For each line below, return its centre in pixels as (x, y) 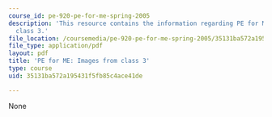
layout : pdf (28, 53)
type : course (30, 69)
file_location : (34, 38)
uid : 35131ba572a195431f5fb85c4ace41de (76, 76)
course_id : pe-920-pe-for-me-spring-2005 (79, 16)
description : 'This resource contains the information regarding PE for (134, 23)
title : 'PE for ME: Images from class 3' (79, 61)
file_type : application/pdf (56, 46)
